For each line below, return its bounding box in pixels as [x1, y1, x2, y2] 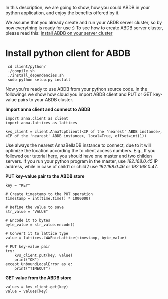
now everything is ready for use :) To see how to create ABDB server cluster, [5, 25, 164, 31]
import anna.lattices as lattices [5, 120, 78, 125]
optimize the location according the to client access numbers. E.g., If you [5, 147, 156, 153]
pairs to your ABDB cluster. [17, 96, 74, 102]
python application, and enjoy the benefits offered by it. [5, 10, 120, 16]
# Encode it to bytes [5, 218, 51, 223]
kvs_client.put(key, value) [14, 253, 73, 258]
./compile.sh [7, 68, 35, 73]
